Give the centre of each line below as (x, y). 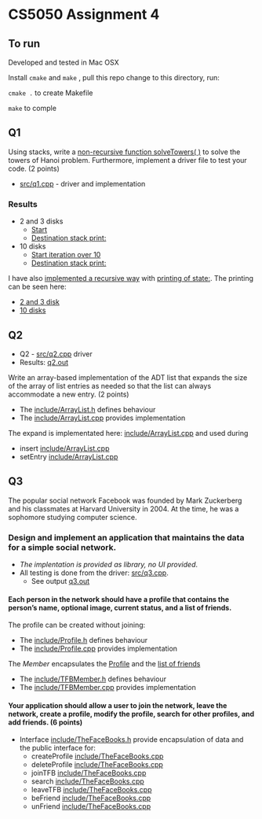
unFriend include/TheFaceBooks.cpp (91, 806)
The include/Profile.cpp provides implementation (98, 649)
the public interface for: (58, 748)
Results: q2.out (44, 362)
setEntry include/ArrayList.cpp (69, 456)
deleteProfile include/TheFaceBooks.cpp (97, 765)
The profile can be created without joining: (77, 625)
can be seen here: (37, 287)
